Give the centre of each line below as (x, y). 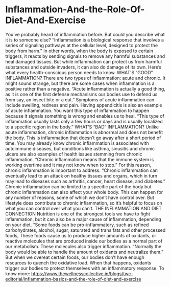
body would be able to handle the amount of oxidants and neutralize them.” (84, 252)
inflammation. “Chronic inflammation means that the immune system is (80, 159)
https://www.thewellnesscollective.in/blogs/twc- (82, 273)
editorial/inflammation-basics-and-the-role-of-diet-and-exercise (73, 279)
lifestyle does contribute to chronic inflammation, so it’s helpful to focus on (84, 203)
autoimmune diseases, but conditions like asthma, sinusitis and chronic (80, 148)
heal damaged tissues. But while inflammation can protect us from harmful (84, 61)
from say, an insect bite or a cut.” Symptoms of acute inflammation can (80, 100)
